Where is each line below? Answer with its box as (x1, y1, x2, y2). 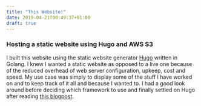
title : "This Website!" (6, 8, 67, 15)
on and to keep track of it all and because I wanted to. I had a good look (6, 79, 185, 87)
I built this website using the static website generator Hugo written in (6, 54, 178, 61)
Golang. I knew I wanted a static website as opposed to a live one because (6, 60, 193, 67)
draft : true (6, 20, 36, 26)
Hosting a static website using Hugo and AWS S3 (6, 40, 153, 48)
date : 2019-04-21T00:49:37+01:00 (6, 15, 91, 21)
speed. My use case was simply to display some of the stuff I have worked (6, 73, 193, 81)
